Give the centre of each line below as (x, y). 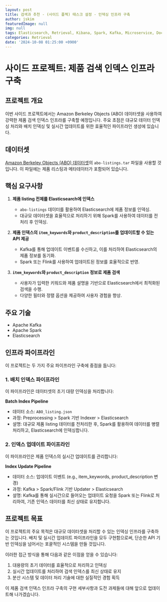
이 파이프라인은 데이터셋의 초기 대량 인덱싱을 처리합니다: (60, 391)
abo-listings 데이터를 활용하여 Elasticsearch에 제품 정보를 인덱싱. (85, 209)
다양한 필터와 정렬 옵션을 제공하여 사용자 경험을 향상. (71, 296)
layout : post (19, 10)
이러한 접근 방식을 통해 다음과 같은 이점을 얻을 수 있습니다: (61, 555)
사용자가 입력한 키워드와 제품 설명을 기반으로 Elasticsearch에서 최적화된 (90, 283)
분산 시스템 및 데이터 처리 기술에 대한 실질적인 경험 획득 (66, 578)
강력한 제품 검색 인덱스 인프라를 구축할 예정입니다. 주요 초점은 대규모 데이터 (78, 120)
